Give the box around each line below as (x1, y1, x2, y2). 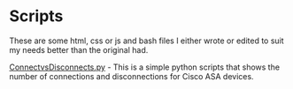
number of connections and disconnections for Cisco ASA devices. (9, 70, 254, 81)
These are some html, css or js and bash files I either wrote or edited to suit (9, 35, 285, 46)
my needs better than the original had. (9, 44, 149, 55)
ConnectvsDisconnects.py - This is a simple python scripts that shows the (9, 62, 281, 72)
